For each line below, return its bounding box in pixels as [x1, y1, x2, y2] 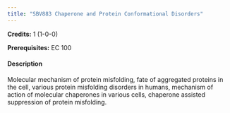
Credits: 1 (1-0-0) [7, 30, 59, 38]
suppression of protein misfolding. [7, 97, 107, 106]
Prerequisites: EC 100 [7, 43, 72, 52]
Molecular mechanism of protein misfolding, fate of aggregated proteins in [7, 75, 224, 83]
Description [7, 59, 43, 68]
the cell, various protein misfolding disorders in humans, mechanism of [7, 83, 214, 91]
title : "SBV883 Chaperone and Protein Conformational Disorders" [7, 10, 203, 18]
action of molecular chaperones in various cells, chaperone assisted [7, 90, 206, 99]
